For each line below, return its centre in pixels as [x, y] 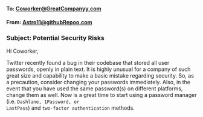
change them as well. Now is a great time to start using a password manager [101, 95]
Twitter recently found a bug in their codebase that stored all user [88, 63]
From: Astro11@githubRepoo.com [49, 22]
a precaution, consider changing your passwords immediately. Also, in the [98, 82]
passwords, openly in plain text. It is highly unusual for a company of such [98, 69]
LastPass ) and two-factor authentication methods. [70, 108]
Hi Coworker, [23, 51]
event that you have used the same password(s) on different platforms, [95, 89]
